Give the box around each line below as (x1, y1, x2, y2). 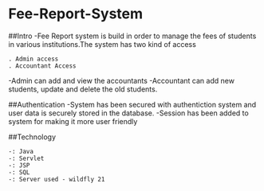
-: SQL (8, 168, 30, 176)
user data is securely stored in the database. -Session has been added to (8, 108, 249, 118)
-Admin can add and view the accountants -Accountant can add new (8, 76, 235, 85)
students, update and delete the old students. (8, 84, 158, 94)
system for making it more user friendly (8, 116, 138, 126)
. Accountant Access (8, 61, 77, 70)
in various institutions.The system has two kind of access (8, 39, 197, 49)
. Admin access (8, 55, 59, 63)
